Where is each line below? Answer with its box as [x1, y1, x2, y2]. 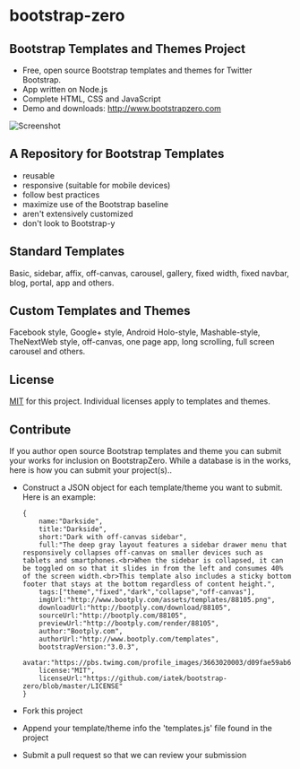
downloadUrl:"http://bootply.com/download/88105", [39, 603, 232, 613]
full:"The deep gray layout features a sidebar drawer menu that [39, 540, 288, 550]
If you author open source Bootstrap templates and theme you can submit [9, 446, 282, 457]
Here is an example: [21, 492, 97, 502]
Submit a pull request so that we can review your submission [21, 750, 247, 761]
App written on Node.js [21, 84, 108, 94]
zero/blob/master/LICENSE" [21, 682, 124, 691]
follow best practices [21, 189, 100, 200]
